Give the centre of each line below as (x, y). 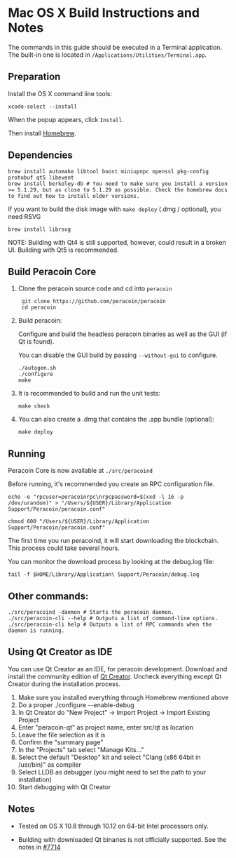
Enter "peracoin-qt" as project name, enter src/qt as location (105, 727)
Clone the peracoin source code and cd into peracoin (95, 288)
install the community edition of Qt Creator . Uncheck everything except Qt (115, 676)
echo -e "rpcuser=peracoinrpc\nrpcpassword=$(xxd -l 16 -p (96, 497)
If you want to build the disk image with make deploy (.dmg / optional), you (114, 209)
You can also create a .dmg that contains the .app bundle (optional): (116, 420)
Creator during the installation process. (64, 684)
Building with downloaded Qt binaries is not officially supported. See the (122, 839)
